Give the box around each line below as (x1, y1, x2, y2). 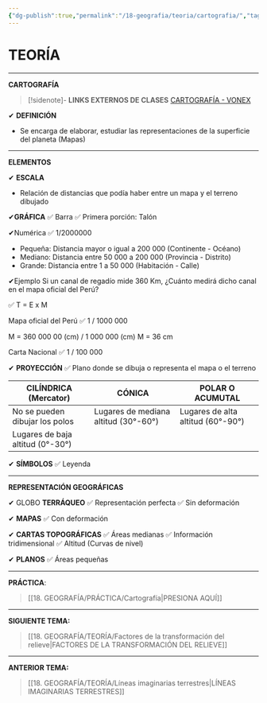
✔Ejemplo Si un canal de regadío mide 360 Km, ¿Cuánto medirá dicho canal (8, 276, 257, 285)
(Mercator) (28, 392, 71, 403)
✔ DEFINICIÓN (8, 111, 57, 120)
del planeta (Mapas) (19, 134, 86, 144)
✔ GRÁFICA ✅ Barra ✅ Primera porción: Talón (8, 212, 157, 221)
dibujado (19, 196, 49, 206)
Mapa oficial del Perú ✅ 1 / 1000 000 (8, 316, 129, 325)
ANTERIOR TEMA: (8, 662, 69, 672)
